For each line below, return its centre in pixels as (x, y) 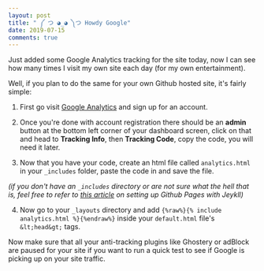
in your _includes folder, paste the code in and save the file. (117, 171)
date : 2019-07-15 (37, 30)
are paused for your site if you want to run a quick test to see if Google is (126, 251)
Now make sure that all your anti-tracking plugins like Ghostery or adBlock (129, 242)
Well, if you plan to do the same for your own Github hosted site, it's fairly (127, 84)
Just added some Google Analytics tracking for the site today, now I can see (132, 60)
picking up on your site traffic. (57, 259)
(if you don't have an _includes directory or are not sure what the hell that (129, 187)
